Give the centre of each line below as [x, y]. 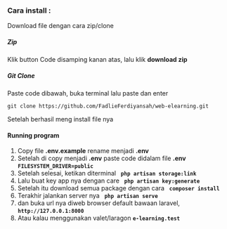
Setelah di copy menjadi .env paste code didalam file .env [102, 158]
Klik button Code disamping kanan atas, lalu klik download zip [97, 60]
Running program [33, 135]
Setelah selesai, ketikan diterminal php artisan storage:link [107, 174]
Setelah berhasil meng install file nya [60, 119]
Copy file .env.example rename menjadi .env [83, 151]
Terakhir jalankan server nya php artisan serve [87, 196]
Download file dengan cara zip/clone [61, 26]
